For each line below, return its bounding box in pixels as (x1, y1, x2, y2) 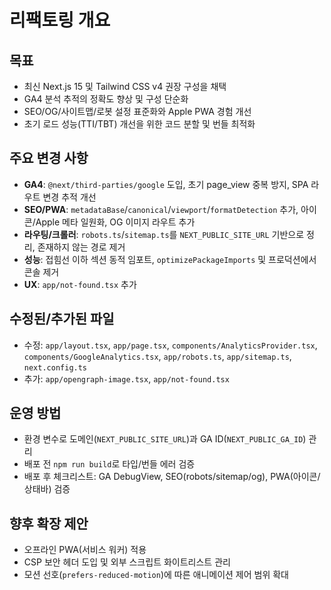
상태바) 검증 (23, 483, 71, 495)
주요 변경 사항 (9, 150, 89, 167)
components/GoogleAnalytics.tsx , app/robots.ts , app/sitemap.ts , (23, 350, 292, 362)
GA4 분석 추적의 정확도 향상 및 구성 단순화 (23, 93, 189, 105)
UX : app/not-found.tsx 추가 (23, 278, 137, 290)
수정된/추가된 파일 (9, 311, 115, 328)
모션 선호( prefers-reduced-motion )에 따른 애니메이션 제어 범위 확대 (23, 569, 289, 581)
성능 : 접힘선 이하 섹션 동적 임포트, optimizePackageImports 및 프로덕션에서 (23, 253, 317, 265)
